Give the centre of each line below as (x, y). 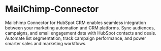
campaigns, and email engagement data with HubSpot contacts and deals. (81, 33)
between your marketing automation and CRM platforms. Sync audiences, (80, 27)
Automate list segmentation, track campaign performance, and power (76, 38)
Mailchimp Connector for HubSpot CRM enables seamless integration (76, 23)
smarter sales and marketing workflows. (46, 43)
